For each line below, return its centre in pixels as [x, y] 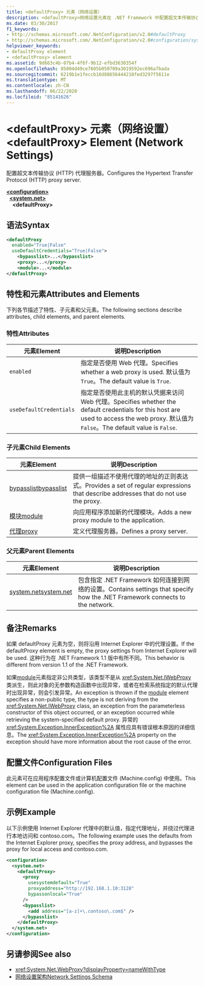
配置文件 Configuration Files [59, 762]
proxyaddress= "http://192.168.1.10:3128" [81, 888]
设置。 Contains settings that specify [142, 589]
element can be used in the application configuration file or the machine [96, 785]
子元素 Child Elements [39, 447]
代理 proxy [24, 531]
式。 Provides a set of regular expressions [132, 486]
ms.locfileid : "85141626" [39, 97]
